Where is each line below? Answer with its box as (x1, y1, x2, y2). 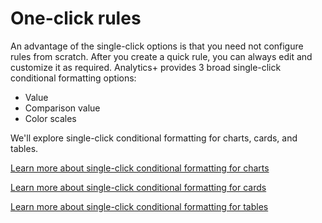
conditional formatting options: (10, 72, 137, 84)
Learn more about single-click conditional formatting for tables (10, 200, 269, 212)
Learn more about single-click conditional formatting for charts (10, 162, 270, 174)
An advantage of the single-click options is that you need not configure (10, 40, 304, 52)
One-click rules (10, 7, 142, 30)
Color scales (24, 112, 77, 124)
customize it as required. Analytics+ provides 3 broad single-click (10, 61, 282, 73)
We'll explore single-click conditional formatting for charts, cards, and (10, 132, 298, 144)
